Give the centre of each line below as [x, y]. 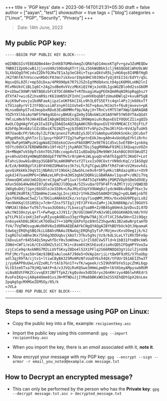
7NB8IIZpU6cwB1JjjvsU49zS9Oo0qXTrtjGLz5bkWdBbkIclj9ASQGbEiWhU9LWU [77, 68]
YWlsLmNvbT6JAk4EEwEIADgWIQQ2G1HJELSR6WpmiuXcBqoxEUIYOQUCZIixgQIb [77, 119]
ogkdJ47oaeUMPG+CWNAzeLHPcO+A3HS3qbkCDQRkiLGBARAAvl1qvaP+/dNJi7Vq [77, 175]
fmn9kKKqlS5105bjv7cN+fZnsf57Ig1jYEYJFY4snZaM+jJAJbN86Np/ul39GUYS [77, 203]
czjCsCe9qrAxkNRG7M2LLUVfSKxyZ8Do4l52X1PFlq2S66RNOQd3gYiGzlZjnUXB [77, 249]
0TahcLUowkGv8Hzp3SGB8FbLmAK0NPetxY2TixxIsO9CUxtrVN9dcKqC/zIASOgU [77, 161]
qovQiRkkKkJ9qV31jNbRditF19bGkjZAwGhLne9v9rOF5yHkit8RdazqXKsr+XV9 [77, 170]
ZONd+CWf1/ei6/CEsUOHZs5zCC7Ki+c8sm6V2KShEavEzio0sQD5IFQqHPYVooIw [77, 245]
